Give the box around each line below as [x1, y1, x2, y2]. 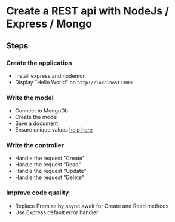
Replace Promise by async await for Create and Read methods [14, 202, 169, 209]
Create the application [6, 59, 72, 67]
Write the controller [6, 141, 65, 150]
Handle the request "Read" [14, 161, 82, 168]
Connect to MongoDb [14, 107, 69, 114]
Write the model [6, 93, 54, 102]
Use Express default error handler [14, 208, 99, 216]
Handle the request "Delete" [14, 174, 85, 181]
